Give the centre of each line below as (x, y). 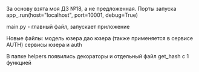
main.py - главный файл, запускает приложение (68, 27)
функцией (19, 63)
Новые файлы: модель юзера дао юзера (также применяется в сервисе (100, 38)
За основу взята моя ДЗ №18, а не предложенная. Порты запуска (91, 9)
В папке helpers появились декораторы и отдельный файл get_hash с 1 (98, 56)
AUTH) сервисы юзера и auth (44, 45)
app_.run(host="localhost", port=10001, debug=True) (72, 15)
